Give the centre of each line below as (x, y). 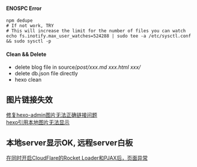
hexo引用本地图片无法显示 (38, 122)
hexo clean (28, 80)
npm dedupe (19, 21)
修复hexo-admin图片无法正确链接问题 (52, 115)
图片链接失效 (29, 100)
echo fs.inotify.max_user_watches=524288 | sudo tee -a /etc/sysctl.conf (99, 36)
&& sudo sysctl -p (29, 41)
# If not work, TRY (30, 26)
